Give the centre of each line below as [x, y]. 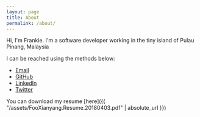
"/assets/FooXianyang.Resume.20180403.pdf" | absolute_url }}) [86, 108]
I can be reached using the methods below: [61, 59]
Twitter [24, 90]
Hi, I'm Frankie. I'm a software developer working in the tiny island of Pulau [100, 41]
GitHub [24, 77]
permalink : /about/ [31, 23]
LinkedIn [26, 83]
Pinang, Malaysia [28, 47]
